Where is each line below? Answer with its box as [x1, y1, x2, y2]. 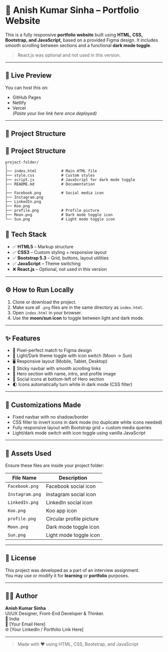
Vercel [12, 105, 26, 111]
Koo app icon [45, 507, 77, 514]
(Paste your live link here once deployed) [12, 110, 97, 116]
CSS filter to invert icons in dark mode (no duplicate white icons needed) [12, 419, 162, 425]
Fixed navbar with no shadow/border [12, 414, 89, 420]
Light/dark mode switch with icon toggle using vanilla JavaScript [12, 430, 146, 436]
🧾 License [5, 554, 36, 562]
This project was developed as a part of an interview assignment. [5, 567, 140, 573]
